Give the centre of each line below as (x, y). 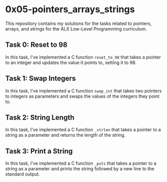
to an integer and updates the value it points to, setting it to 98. (71, 63)
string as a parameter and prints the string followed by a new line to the (80, 169)
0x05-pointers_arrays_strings (70, 9)
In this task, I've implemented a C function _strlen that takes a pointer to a (83, 130)
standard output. (23, 174)
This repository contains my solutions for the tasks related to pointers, (79, 23)
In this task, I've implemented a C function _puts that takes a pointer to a (81, 163)
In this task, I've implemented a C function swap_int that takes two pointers (83, 90)
